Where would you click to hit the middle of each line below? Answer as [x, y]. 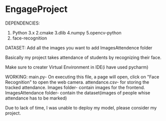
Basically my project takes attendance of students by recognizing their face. [83, 57]
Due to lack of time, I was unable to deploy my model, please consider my [81, 107]
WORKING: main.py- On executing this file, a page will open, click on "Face [82, 76]
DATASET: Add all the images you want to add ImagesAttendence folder [79, 47]
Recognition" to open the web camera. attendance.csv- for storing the [77, 82]
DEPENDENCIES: [22, 23]
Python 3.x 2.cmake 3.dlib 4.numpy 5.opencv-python [67, 32]
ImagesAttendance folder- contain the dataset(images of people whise [78, 92]
